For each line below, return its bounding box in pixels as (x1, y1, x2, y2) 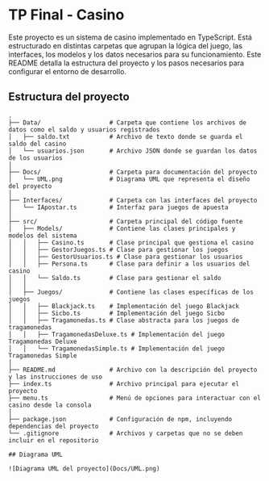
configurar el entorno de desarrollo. (8, 66, 127, 76)
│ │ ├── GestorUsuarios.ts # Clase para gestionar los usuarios (8, 253, 243, 261)
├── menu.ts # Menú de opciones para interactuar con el (8, 394, 262, 402)
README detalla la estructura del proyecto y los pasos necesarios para (8, 58, 244, 68)
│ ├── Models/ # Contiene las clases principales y (8, 224, 236, 232)
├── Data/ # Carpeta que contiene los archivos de (8, 119, 247, 127)
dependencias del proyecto (8, 422, 99, 430)
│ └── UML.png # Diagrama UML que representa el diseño (8, 175, 250, 183)
